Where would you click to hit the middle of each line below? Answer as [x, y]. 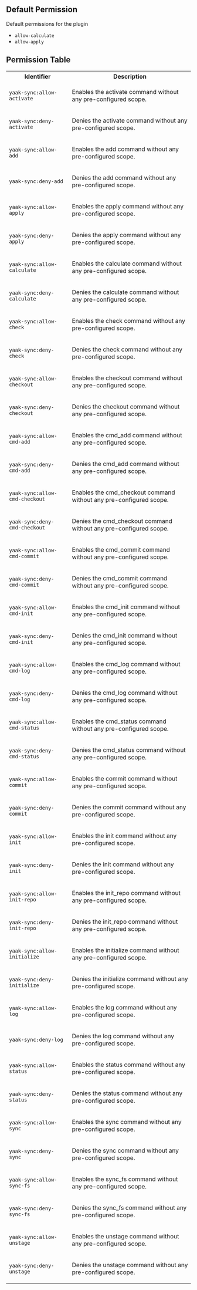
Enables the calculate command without [127, 264]
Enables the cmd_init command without [126, 607]
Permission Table [38, 60]
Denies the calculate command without [125, 292]
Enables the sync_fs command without [125, 1179]
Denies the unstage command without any [130, 1265]
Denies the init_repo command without [125, 921]
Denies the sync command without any [125, 1150]
